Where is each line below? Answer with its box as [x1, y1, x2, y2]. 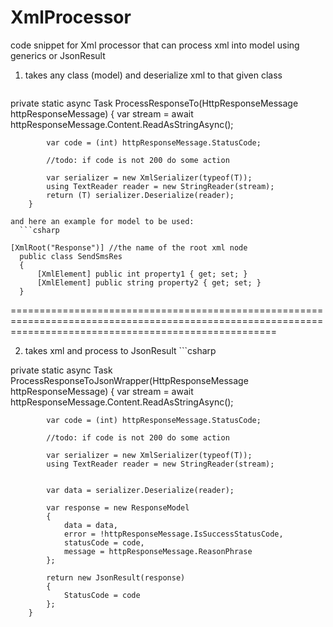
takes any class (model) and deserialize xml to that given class [24, 69, 283, 81]
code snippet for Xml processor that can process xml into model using [10, 39, 300, 51]
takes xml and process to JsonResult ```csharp [24, 344, 217, 356]
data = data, [63, 520, 118, 530]
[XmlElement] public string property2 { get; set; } [36, 277, 262, 288]
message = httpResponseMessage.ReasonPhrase [63, 546, 253, 556]
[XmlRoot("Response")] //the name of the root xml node [10, 242, 248, 253]
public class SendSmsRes [19, 251, 123, 261]
